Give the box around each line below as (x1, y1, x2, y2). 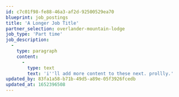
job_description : (5, 37, 50, 43)
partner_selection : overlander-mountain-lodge (5, 25, 125, 32)
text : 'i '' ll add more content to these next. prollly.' (27, 70, 174, 77)
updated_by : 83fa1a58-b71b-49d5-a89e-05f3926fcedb (5, 76, 136, 82)
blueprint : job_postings (5, 14, 68, 20)
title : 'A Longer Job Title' (5, 20, 79, 26)
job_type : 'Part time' (5, 31, 63, 37)
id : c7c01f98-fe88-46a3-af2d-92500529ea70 (5, 8, 114, 15)
